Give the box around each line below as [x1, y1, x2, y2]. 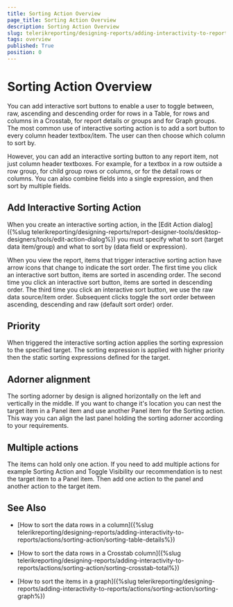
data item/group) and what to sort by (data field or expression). [7, 242, 187, 251]
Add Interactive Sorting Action [7, 202, 141, 214]
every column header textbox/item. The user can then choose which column [7, 131, 225, 140]
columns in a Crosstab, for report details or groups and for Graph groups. [7, 116, 217, 125]
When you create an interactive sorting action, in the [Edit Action [7, 220, 192, 228]
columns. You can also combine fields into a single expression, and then [7, 174, 214, 183]
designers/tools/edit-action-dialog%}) [7, 235, 116, 243]
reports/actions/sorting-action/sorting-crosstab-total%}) [17, 563, 180, 572]
